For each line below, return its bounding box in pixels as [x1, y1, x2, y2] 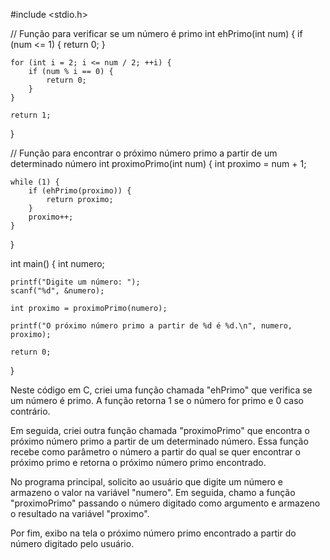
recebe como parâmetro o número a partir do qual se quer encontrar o [10, 446, 301, 458]
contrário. [10, 405, 51, 417]
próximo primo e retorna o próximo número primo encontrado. [10, 457, 267, 468]
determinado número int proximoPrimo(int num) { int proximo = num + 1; [10, 158, 307, 169]
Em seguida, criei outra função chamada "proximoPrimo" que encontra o [10, 425, 310, 436]
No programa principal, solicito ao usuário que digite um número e [10, 476, 283, 488]
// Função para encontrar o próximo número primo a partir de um [10, 147, 278, 159]
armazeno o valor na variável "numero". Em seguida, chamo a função [10, 487, 296, 498]
